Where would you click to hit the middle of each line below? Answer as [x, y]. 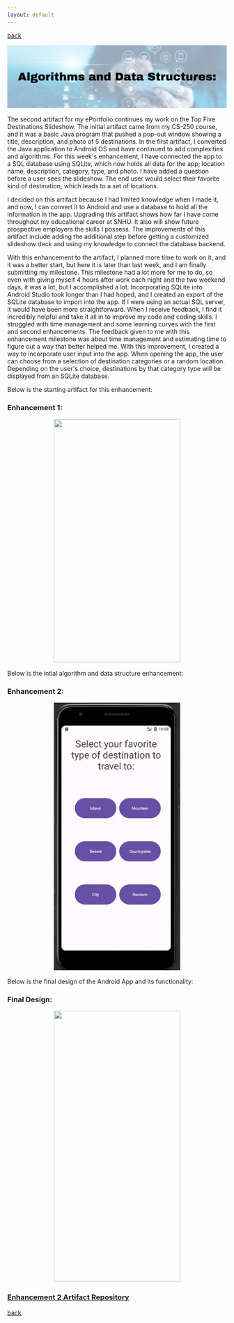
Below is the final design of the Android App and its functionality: [100, 982]
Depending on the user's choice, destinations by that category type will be [114, 369]
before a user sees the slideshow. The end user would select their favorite [114, 179]
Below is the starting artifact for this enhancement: [80, 390]
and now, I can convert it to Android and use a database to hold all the [108, 207]
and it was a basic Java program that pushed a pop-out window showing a [114, 134]
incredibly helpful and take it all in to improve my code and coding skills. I [112, 317]
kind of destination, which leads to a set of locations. [83, 186]
